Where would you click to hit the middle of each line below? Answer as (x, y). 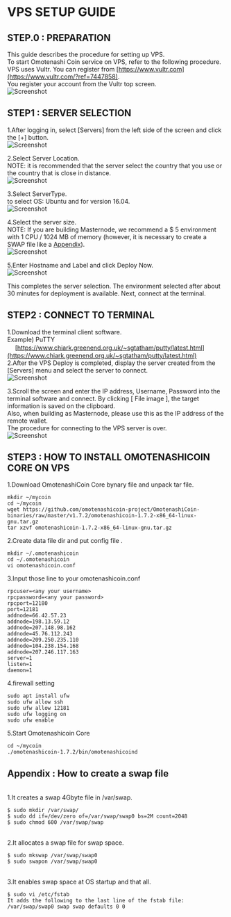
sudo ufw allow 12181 (38, 708)
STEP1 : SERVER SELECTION (69, 113)
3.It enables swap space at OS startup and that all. (79, 882)
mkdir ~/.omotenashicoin (43, 553)
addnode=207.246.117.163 (43, 652)
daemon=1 (20, 671)
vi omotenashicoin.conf (42, 566)
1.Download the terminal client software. (65, 332)
